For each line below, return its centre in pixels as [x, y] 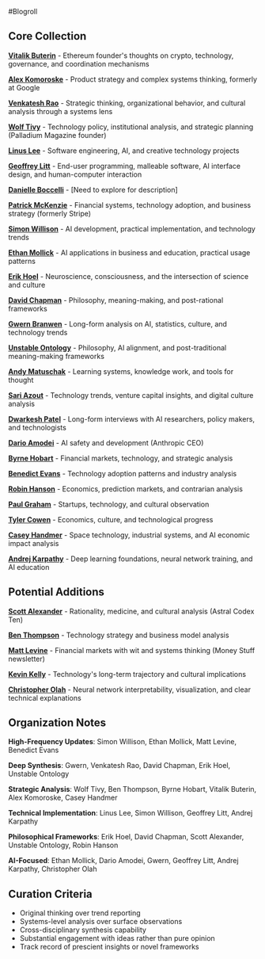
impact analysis [34, 543]
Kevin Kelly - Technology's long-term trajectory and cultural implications [127, 674]
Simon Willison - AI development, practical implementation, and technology [132, 228]
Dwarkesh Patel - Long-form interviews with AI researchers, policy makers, [132, 418]
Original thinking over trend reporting [80, 913]
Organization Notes [57, 723]
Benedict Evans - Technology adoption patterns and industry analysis [123, 473]
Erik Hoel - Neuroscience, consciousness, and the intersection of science [129, 276]
